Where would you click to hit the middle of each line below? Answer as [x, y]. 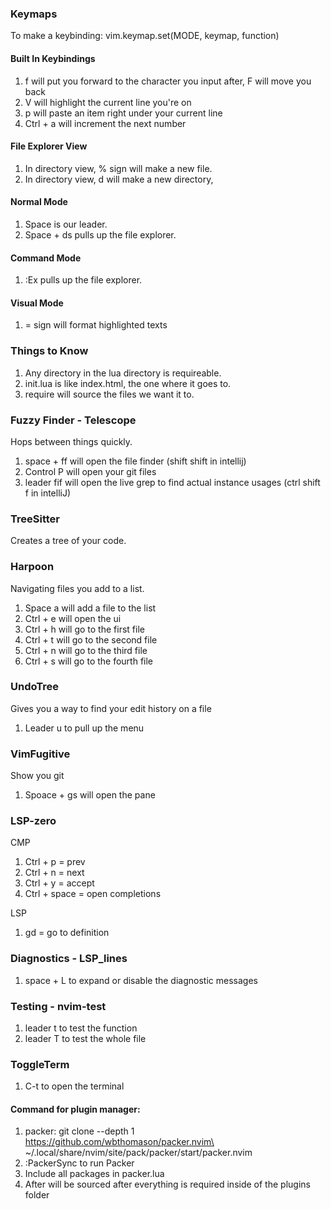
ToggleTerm [40, 1064]
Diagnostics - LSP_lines [69, 959]
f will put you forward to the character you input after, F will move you [168, 81]
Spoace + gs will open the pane [90, 795]
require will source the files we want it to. [109, 394]
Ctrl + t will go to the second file [91, 639]
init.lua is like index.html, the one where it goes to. [128, 383]
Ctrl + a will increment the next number [105, 123]
